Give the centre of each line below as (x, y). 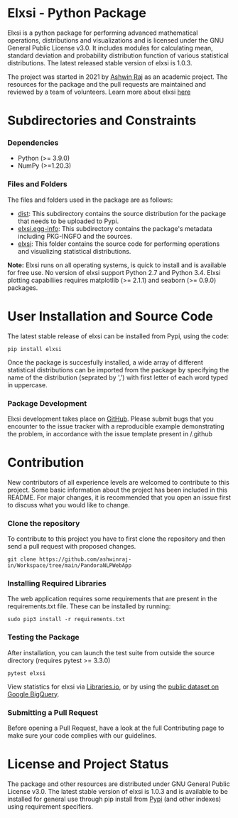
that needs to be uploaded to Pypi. (68, 221)
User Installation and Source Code (110, 316)
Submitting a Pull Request (53, 712)
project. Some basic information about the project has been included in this (118, 490)
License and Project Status (88, 764)
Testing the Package (43, 637)
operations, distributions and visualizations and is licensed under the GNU (116, 40)
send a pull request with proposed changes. (72, 547)
